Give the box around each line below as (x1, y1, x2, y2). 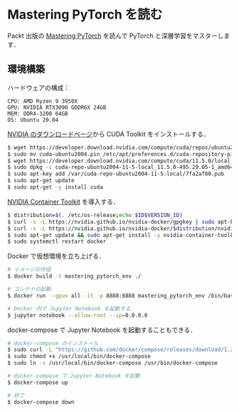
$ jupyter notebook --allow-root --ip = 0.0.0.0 (7, 311, 148, 319)
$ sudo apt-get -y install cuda (7, 184, 103, 191)
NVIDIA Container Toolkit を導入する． (7, 197, 119, 206)
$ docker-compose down (7, 398, 75, 406)
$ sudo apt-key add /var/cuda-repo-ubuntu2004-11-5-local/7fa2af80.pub (7, 170, 224, 178)
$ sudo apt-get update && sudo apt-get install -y (7, 231, 161, 239)
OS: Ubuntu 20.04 (7, 116, 59, 123)
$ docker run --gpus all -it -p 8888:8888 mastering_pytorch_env (7, 292, 205, 299)
